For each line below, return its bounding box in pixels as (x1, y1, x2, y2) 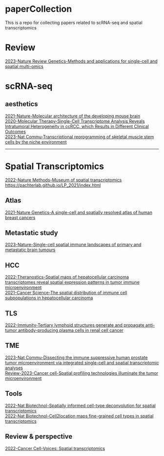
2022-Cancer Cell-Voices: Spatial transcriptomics (5, 445, 105, 451)
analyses (5, 365, 23, 371)
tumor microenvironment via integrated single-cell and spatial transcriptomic (5, 360, 159, 365)
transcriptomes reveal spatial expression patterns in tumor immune (5, 279, 140, 285)
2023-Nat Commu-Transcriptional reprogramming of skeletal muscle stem (5, 134, 154, 140)
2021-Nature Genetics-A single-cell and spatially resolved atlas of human (5, 209, 153, 215)
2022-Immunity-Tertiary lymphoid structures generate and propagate (5, 322, 145, 328)
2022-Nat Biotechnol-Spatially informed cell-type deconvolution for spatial (5, 403, 156, 408)
